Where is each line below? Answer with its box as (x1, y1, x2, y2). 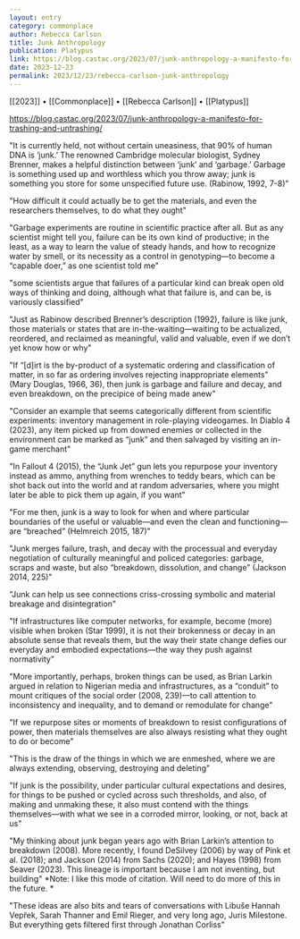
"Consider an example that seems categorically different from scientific (9, 405, 272, 416)
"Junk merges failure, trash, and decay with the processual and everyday (9, 543, 278, 554)
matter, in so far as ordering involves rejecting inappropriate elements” (9, 368, 269, 380)
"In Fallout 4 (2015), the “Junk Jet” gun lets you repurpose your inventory (9, 461, 279, 471)
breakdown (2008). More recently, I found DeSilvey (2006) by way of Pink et (9, 844, 291, 855)
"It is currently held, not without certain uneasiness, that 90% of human (9, 140, 272, 150)
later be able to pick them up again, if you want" (9, 489, 186, 500)
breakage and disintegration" (9, 598, 117, 609)
